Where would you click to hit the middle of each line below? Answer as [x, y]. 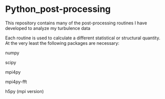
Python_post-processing [58, 9]
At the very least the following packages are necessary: [62, 43]
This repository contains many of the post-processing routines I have [76, 23]
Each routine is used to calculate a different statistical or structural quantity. [83, 38]
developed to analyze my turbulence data [48, 28]
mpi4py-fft [16, 82]
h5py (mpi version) [24, 91]
